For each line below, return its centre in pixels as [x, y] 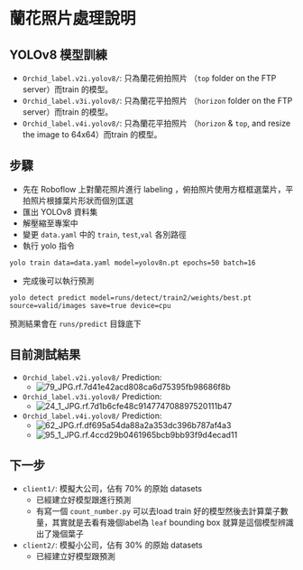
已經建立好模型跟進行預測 [83, 500]
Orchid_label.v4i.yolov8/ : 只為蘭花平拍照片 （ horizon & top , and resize [156, 123]
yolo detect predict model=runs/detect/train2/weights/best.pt [131, 298]
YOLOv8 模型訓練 [59, 55]
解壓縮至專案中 [50, 223]
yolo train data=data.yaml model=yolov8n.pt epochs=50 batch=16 [133, 263]
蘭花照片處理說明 [73, 19]
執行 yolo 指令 [48, 246]
